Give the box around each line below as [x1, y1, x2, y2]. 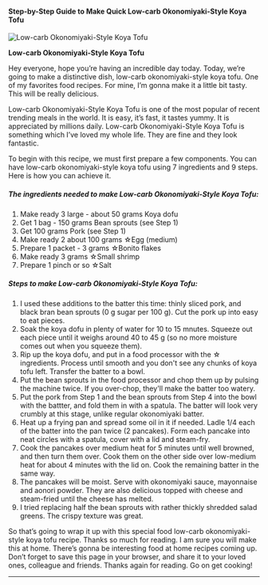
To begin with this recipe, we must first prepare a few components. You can [8, 154, 258, 164]
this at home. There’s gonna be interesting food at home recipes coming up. [8, 543, 258, 553]
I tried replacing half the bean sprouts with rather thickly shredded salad [19, 503, 258, 512]
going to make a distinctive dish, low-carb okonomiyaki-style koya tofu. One [8, 72, 259, 82]
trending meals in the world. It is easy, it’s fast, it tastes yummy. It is [8, 113, 230, 123]
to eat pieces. [19, 316, 65, 325]
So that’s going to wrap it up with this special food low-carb [8, 527, 204, 536]
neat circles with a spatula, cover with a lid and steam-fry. [19, 435, 211, 444]
